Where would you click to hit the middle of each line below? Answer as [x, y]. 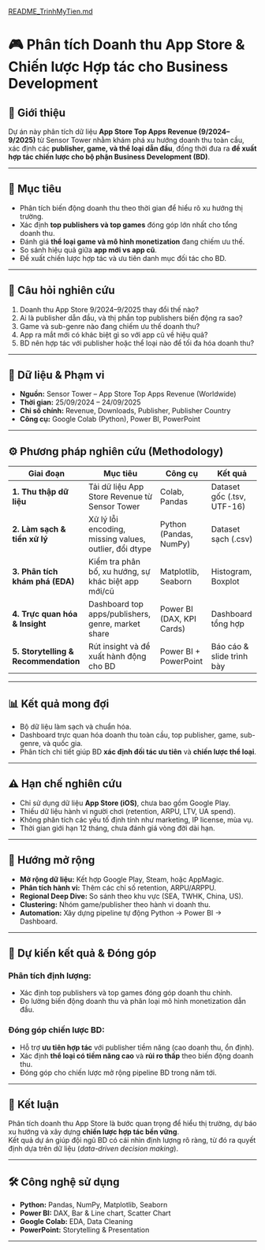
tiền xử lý [30, 539]
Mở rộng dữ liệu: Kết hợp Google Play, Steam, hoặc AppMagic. [122, 879]
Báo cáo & [230, 647]
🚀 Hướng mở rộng [52, 860]
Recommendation [46, 662]
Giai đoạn [47, 474]
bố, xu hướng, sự [119, 572]
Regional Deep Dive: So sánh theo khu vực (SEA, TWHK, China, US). [131, 896]
